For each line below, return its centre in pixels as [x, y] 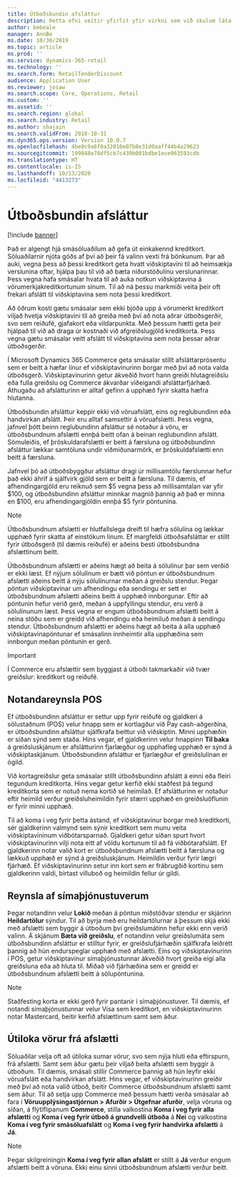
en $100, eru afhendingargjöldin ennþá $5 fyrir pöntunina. [92, 501]
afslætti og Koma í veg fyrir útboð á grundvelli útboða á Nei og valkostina [117, 1117]
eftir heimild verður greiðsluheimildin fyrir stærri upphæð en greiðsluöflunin [118, 799]
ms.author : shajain [36, 127]
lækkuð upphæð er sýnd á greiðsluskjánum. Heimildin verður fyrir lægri [112, 858]
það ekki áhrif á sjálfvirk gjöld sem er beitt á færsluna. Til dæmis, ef [106, 479]
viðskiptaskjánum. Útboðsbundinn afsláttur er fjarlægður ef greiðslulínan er [118, 755]
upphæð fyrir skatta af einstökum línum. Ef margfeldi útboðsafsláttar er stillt [119, 537]
